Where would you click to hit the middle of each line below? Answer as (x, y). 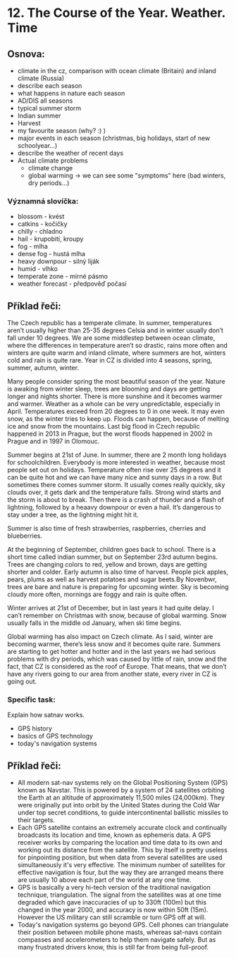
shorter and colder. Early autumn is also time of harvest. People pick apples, (118, 572)
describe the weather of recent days (70, 153)
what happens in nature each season (71, 93)
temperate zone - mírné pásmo (62, 277)
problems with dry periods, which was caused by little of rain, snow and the (117, 659)
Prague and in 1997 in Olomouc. (54, 441)
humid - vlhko (38, 269)
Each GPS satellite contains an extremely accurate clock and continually (122, 828)
